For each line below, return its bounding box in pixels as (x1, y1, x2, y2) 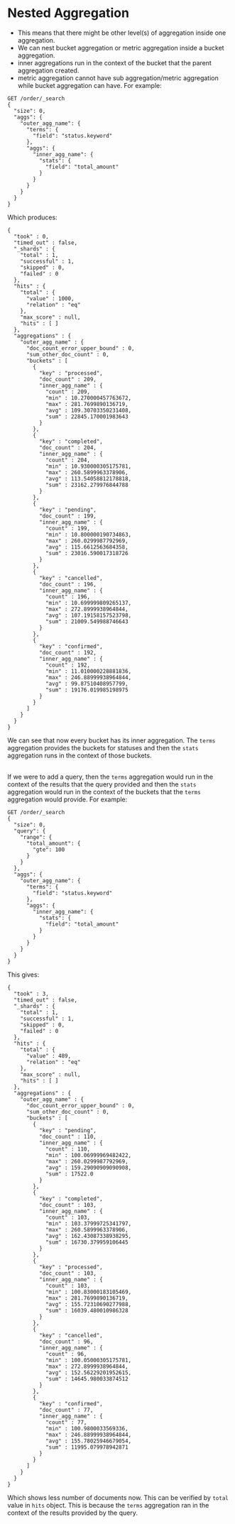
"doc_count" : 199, (38, 512, 97, 520)
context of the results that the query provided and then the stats (7, 779, 197, 789)
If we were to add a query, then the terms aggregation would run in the (7, 772, 214, 781)
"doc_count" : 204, (38, 444, 97, 451)
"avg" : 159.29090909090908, (45, 1164, 132, 1171)
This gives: (7, 970, 40, 979)
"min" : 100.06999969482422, (45, 1151, 132, 1158)
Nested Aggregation (7, 5, 130, 21)
